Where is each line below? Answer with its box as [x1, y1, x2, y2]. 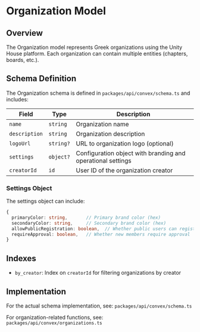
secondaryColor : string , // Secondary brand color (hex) [11, 220, 167, 226]
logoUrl [9, 140, 31, 147]
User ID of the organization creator [76, 166, 173, 174]
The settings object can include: [6, 198, 85, 205]
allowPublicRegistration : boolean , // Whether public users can [11, 225, 177, 232]
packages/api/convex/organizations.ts [6, 320, 102, 326]
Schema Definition [6, 73, 77, 84]
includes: [6, 95, 29, 103]
